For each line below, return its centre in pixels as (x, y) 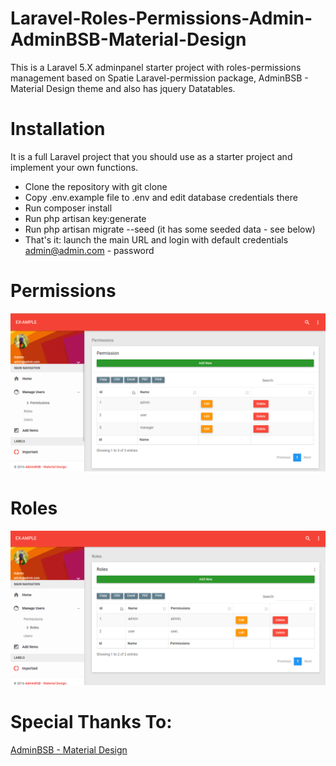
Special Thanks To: (91, 722)
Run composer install (68, 208)
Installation (58, 129)
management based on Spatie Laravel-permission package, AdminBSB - (159, 78)
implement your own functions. (74, 167)
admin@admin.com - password (89, 250)
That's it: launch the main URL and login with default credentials (156, 239)
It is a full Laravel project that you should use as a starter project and (151, 156)
